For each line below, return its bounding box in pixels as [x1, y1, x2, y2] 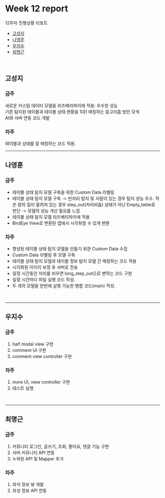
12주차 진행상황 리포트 [5, 20, 48, 26]
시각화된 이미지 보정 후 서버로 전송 [12, 264, 78, 270]
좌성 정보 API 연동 [12, 487, 47, 494]
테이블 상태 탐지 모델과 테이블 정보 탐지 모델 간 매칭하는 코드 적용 [12, 258, 137, 264]
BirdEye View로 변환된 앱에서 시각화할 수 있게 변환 [12, 220, 110, 226]
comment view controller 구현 [12, 353, 72, 359]
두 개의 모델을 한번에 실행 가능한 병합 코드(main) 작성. [12, 282, 115, 289]
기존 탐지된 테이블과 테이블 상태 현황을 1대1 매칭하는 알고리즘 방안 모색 [5, 109, 140, 115]
